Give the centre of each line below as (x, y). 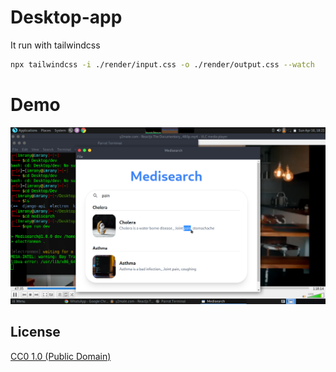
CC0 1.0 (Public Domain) (61, 356)
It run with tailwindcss (55, 45)
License (35, 332)
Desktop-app (66, 17)
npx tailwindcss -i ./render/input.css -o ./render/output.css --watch (162, 64)
